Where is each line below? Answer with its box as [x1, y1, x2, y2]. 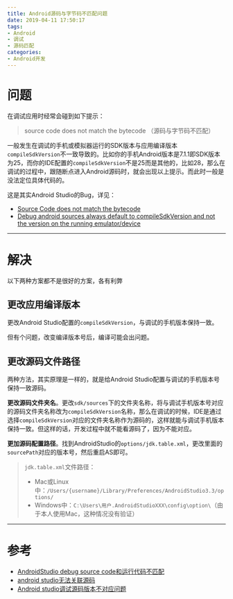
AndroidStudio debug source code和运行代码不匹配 [17, 567, 165, 576]
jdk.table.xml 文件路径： [24, 463, 96, 471]
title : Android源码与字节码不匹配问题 [7, 10, 108, 17]
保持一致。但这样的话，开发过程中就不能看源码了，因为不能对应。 [7, 425, 196, 433]
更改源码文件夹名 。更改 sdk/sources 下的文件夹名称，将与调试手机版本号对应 [7, 398, 224, 407]
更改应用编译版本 [7, 299, 80, 311]
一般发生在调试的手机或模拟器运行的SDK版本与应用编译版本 [7, 141, 178, 149]
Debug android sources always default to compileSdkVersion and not [17, 212, 216, 220]
